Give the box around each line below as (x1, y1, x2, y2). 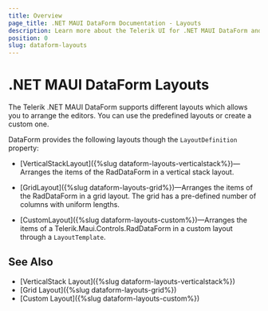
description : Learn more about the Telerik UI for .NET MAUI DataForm (8, 26, 248, 34)
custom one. (8, 119, 49, 129)
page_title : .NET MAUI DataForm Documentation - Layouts (8, 19, 202, 27)
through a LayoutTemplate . (19, 233, 106, 242)
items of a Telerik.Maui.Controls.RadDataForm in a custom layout (19, 224, 233, 233)
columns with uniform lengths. (19, 200, 120, 209)
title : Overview (8, 11, 62, 20)
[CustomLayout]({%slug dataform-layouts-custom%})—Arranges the (19, 215, 247, 225)
